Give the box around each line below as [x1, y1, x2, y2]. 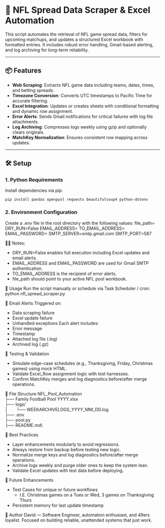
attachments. [12, 118, 39, 125]
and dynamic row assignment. [12, 108, 74, 114]
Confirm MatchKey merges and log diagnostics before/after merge [12, 376, 147, 382]
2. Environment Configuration [5, 209, 78, 216]
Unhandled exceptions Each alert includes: [12, 320, 99, 326]
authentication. [12, 265, 43, 271]
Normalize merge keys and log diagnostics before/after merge [12, 452, 138, 458]
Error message [12, 325, 43, 331]
